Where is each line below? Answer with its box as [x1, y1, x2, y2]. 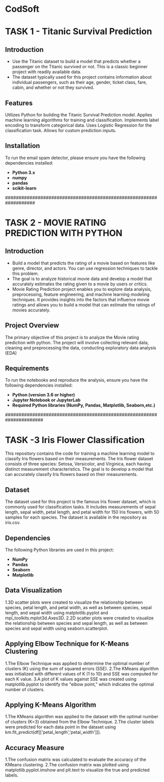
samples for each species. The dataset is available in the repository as [5, 514, 147, 520]
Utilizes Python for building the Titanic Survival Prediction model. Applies [5, 112, 153, 117]
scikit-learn [12, 185, 37, 191]
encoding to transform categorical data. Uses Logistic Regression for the [5, 122, 152, 128]
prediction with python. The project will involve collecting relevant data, [5, 339, 149, 345]
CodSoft [5, 3, 40, 15]
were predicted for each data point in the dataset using [5, 724, 116, 730]
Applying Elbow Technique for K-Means [5, 640, 129, 648]
